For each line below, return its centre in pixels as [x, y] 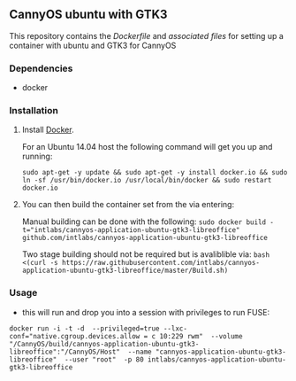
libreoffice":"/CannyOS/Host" [65, 352]
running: [37, 156]
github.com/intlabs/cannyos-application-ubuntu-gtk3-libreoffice [144, 238]
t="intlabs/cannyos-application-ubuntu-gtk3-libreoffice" [131, 230]
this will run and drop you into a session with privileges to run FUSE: [146, 312]
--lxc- [175, 328]
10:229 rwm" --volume [201, 336]
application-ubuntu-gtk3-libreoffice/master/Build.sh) [125, 271]
